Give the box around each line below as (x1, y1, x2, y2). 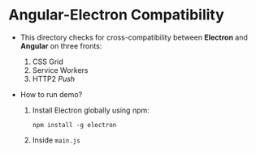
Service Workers (32, 65, 89, 74)
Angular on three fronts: (20, 40, 102, 50)
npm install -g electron (32, 121, 117, 129)
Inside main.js (32, 135, 81, 145)
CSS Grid (32, 57, 63, 66)
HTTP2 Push (32, 74, 76, 83)
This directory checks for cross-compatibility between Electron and (20, 32, 248, 42)
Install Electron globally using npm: (32, 105, 150, 115)
